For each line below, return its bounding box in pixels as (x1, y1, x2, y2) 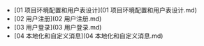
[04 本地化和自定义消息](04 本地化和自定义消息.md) (13, 32, 163, 40)
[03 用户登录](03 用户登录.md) (13, 23, 102, 31)
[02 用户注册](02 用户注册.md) (13, 14, 102, 23)
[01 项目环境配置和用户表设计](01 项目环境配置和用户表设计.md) (13, 6, 198, 14)
